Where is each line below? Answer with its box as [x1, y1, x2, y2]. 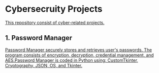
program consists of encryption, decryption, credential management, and [5, 52, 154, 58]
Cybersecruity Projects [5, 3, 102, 15]
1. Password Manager [5, 34, 72, 42]
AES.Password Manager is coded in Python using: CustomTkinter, [5, 57, 139, 63]
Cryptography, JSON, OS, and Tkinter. [5, 62, 83, 68]
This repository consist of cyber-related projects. [5, 20, 105, 25]
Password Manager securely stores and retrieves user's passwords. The [5, 47, 152, 52]
